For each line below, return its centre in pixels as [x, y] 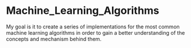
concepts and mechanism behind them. [54, 39]
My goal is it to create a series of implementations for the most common [93, 27]
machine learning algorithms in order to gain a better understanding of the [95, 32]
